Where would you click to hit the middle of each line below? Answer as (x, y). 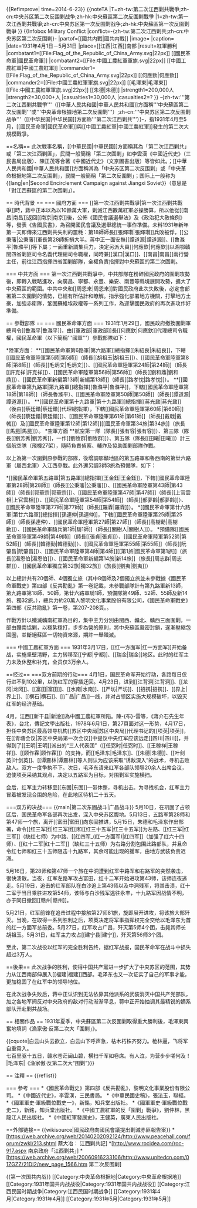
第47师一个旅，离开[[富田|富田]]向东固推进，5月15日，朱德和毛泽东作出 (92, 822)
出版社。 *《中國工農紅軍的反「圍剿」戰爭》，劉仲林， (120, 1110)
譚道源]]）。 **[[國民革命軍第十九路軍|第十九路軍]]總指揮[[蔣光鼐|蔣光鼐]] (94, 402)
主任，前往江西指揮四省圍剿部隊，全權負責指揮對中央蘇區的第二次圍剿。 (93, 261)
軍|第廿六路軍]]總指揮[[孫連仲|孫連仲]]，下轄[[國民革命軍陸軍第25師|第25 (94, 515)
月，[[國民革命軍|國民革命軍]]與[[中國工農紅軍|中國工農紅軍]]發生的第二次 (95, 126)
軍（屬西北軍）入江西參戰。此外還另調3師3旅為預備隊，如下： (81, 465)
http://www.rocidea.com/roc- (149, 1143)
